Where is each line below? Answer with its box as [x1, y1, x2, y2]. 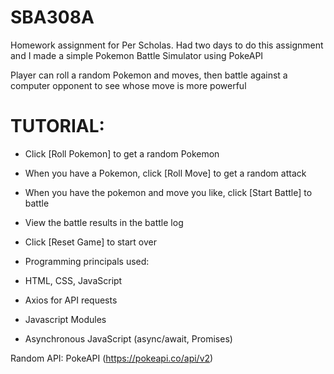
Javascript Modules [24, 313, 107, 325]
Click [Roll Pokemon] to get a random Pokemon [24, 147, 220, 160]
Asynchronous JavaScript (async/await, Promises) [24, 332, 233, 345]
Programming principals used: [24, 255, 150, 267]
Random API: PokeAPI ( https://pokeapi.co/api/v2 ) [10, 352, 214, 364]
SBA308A [10, 6, 95, 29]
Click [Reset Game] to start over [24, 236, 158, 248]
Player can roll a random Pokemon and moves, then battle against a [10, 69, 288, 81]
